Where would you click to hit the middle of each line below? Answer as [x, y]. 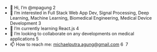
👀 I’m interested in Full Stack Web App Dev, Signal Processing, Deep [79, 13]
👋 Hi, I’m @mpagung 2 [33, 8]
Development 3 [25, 23]
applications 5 [24, 39]
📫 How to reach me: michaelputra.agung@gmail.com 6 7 [69, 44]
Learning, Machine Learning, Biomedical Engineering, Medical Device [81, 18]
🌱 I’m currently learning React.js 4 [44, 28]
